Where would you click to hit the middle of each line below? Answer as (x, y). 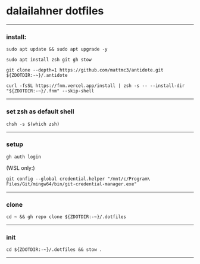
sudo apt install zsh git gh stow (49, 60)
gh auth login (24, 157)
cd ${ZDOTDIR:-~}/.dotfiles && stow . (54, 250)
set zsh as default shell (40, 111)
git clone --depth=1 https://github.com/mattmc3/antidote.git (85, 70)
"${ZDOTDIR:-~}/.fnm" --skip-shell (50, 91)
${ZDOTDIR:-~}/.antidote (37, 76)
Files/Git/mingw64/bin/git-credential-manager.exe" (71, 184)
